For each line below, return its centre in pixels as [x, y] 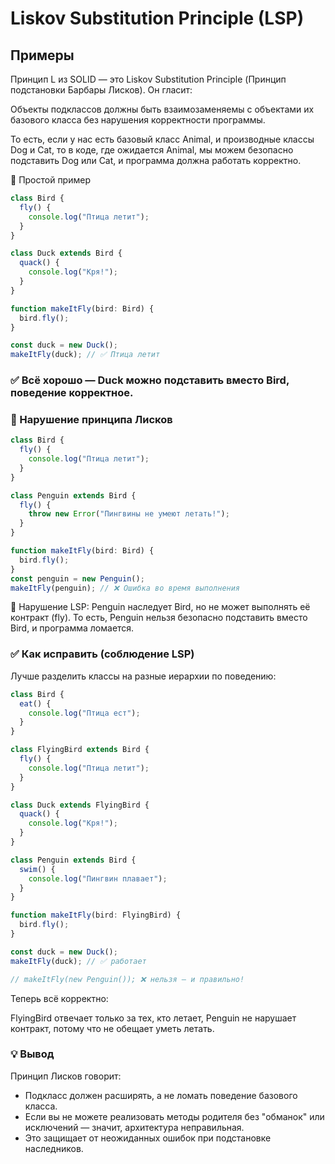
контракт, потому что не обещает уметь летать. [112, 1028]
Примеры [42, 55]
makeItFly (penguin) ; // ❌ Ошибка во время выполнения [125, 588]
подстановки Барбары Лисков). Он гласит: [101, 90]
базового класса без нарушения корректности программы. [138, 120]
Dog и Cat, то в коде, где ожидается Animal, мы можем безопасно [152, 150]
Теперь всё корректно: [59, 998]
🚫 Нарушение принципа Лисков [91, 419]
